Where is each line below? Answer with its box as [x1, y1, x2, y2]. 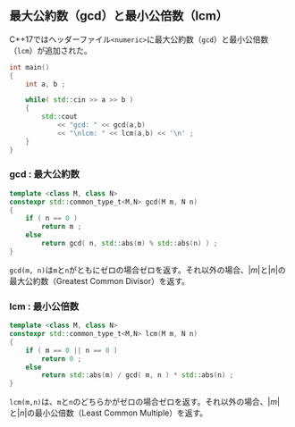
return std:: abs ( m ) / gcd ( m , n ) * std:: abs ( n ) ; [41, 371, 234, 380]
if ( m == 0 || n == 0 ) [25, 346, 118, 355]
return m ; [41, 222, 82, 231]
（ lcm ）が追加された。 [9, 45, 92, 55]
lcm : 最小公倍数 [9, 300, 79, 313]
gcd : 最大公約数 [9, 168, 80, 180]
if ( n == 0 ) [25, 213, 78, 223]
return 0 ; [41, 354, 82, 364]
